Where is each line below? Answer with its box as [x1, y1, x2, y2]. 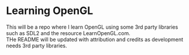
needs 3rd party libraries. [6, 42, 67, 49]
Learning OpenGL [6, 4, 94, 18]
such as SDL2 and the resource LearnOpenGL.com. [6, 29, 130, 36]
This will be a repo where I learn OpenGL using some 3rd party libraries [6, 23, 178, 30]
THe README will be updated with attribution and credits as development [6, 36, 183, 43]
